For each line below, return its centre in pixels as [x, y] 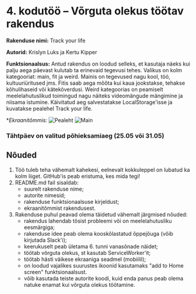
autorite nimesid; [45, 195]
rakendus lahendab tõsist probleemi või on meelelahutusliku [98, 221]
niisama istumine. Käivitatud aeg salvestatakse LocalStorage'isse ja [89, 102]
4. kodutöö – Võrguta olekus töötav [95, 11]
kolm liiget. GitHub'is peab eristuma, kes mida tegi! [78, 176]
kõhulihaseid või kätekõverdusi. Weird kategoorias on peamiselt [85, 89]
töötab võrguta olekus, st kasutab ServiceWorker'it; [87, 253]
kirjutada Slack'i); [45, 240]
